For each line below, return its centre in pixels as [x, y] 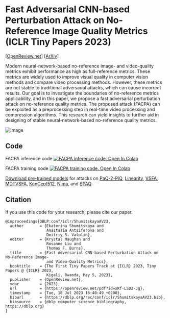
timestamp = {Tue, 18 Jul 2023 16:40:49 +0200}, [66, 293]
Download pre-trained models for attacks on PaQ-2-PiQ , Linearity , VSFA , [82, 178]
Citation [18, 200]
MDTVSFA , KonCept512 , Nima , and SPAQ [48, 184]
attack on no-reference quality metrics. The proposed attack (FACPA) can [83, 104]
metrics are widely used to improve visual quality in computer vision [77, 77]
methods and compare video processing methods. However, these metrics [84, 82]
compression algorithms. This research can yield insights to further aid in [82, 115]
